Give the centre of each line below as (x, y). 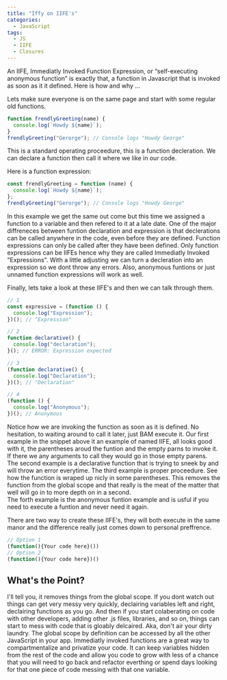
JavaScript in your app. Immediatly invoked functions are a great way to (108, 640)
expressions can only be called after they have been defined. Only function (113, 245)
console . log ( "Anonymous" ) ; (52, 407)
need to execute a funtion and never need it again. (78, 507)
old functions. (27, 106)
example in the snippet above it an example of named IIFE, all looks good (110, 441)
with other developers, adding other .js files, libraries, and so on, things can (113, 619)
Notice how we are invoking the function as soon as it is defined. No (103, 427)
